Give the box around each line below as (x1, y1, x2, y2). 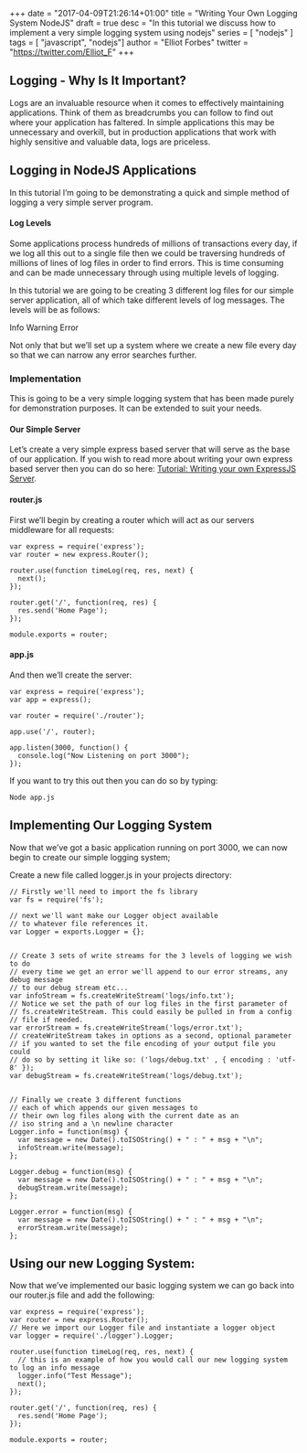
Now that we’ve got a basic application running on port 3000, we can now (9, 841, 288, 853)
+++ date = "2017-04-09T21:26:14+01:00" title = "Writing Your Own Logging (9, 8, 298, 18)
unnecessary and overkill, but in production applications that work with (9, 126, 277, 137)
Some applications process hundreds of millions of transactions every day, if (9, 238, 298, 249)
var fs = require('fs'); (9, 895, 104, 904)
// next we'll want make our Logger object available (9, 911, 219, 920)
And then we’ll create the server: (9, 669, 132, 680)
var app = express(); (9, 695, 92, 704)
